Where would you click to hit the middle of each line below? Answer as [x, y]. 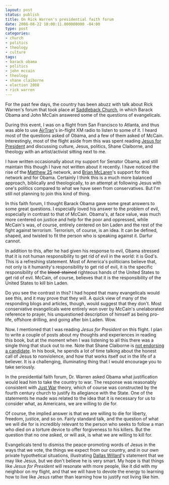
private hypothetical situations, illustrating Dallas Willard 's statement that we [84, 455]
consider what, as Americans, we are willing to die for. [61, 403]
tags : [11, 57]
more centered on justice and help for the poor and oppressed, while [77, 219]
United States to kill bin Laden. [37, 283]
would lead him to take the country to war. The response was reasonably [81, 382]
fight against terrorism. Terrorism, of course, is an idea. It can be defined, [81, 230]
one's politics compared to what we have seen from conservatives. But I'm [83, 188]
